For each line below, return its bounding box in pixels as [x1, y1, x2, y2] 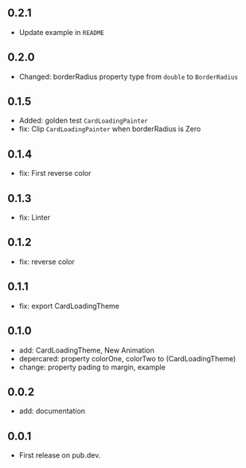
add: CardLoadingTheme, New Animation [18, 345, 154, 355]
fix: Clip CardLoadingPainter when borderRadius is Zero [18, 124, 201, 134]
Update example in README [18, 27, 104, 37]
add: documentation [18, 406, 85, 416]
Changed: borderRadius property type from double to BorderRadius [18, 72, 238, 81]
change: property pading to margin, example [18, 362, 166, 372]
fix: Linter [18, 213, 51, 222]
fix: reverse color [18, 256, 75, 266]
